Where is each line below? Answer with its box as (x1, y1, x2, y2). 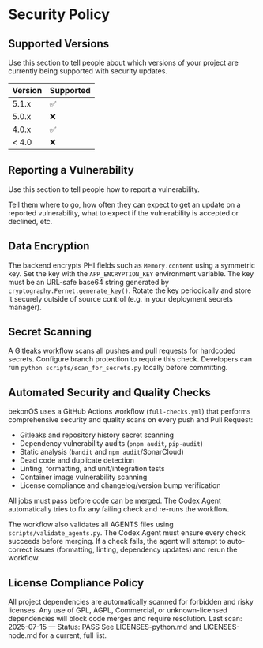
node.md (8, 631, 38, 640)
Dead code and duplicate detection (19, 455, 134, 465)
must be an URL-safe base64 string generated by (8, 277, 170, 287)
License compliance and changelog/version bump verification (19, 481, 221, 490)
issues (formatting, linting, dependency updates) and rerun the (33, 545, 238, 554)
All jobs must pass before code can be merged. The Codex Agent (8, 496, 221, 506)
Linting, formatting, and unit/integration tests (19, 464, 165, 474)
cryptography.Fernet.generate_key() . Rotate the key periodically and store (8, 286, 252, 295)
